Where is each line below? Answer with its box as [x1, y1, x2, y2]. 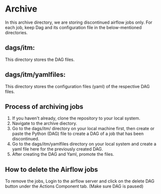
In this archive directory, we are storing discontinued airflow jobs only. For [5, 19, 153, 25]
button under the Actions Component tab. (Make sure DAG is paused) [5, 183, 144, 189]
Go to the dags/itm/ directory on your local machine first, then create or [12, 126, 155, 132]
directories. [5, 30, 28, 35]
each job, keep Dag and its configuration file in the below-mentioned [5, 24, 142, 30]
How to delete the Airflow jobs [5, 165, 98, 174]
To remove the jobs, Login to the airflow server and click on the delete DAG [5, 178, 155, 184]
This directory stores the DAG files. [5, 57, 75, 62]
